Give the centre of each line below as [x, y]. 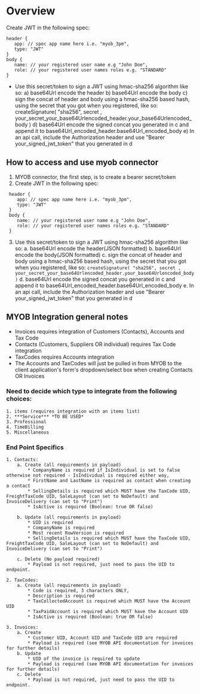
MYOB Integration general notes [67, 317]
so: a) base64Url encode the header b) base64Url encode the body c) [101, 93]
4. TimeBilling [25, 427]
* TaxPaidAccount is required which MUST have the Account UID [108, 612]
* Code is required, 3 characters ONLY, [79, 591]
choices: [19, 399]
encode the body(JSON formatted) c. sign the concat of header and [98, 254]
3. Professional [26, 422]
